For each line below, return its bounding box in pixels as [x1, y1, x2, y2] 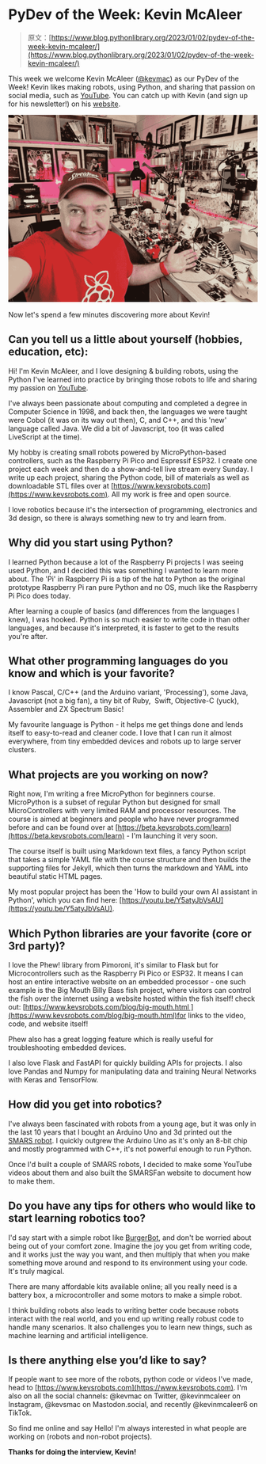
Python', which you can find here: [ [8, 896, 123, 905]
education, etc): [8, 345, 89, 359]
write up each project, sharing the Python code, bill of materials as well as [8, 473, 249, 482]
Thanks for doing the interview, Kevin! [8, 1447, 137, 1457]
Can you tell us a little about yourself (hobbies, [8, 333, 243, 346]
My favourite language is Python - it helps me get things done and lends [8, 720, 244, 729]
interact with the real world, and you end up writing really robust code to [8, 1314, 244, 1323]
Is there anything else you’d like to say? [8, 1354, 207, 1367]
